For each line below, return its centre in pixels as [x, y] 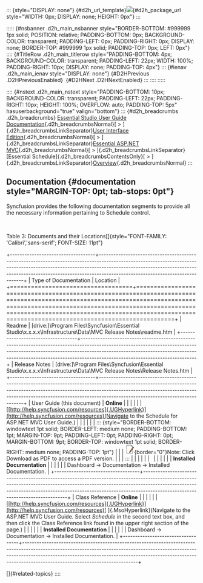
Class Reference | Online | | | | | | [116, 497]
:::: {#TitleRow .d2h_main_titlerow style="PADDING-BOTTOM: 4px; [89, 54]
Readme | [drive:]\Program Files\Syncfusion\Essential [73, 325]
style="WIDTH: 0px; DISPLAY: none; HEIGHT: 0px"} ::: [74, 16]
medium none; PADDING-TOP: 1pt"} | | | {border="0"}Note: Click [110, 452]
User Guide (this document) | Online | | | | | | [87, 403]
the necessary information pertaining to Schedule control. [78, 212]
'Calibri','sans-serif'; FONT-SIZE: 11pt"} [55, 243]
